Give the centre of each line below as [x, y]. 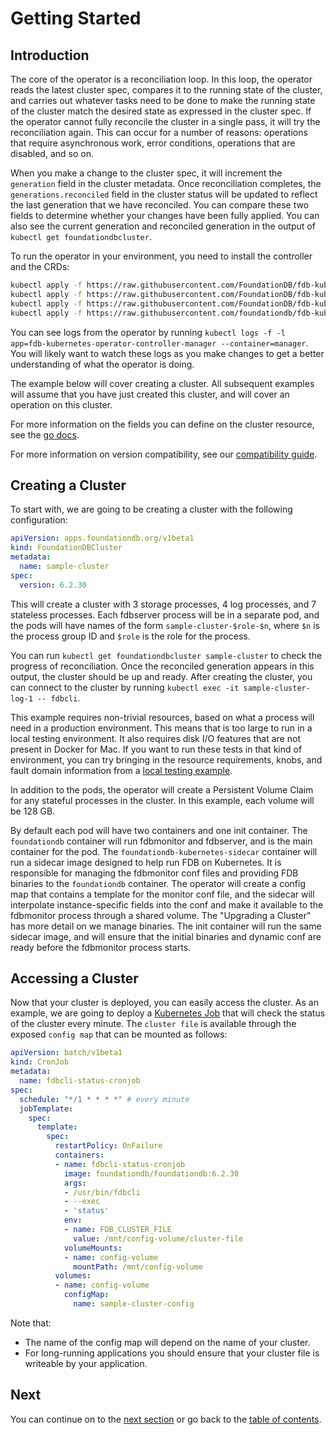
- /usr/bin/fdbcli [102, 1192]
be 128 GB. [33, 811]
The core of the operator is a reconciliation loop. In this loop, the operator [161, 79]
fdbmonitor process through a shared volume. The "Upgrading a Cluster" [161, 915]
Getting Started [76, 18]
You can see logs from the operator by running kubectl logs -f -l [148, 332]
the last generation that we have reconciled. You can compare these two [160, 205]
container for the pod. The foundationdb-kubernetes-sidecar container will [164, 851]
